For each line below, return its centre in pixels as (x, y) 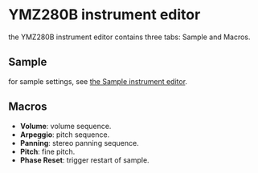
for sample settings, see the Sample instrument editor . (98, 81)
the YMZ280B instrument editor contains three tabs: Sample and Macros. (129, 37)
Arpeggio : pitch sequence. (65, 135)
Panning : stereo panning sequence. (79, 143)
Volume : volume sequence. (66, 126)
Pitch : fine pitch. (47, 151)
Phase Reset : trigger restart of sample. (85, 160)
